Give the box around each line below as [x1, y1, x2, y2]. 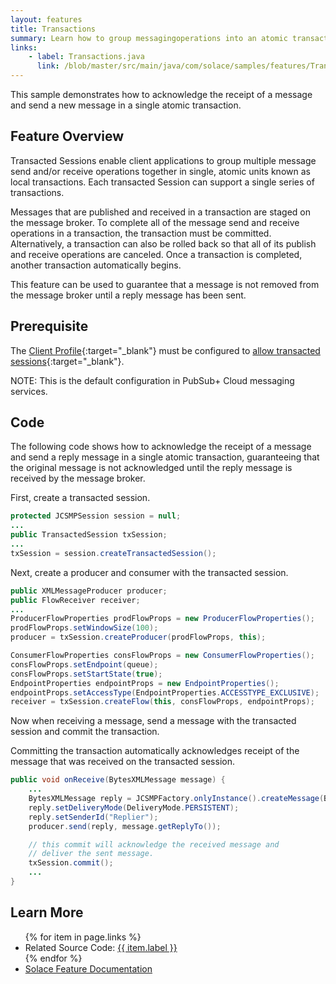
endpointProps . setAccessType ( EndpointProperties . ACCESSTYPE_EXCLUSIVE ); [10, 687, 320, 698]
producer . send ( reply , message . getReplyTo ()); [28, 821, 222, 831]
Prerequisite [10, 318, 89, 335]
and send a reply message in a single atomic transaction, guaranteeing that [10, 451, 320, 463]
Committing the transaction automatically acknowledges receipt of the [10, 745, 300, 757]
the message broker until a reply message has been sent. [10, 289, 247, 301]
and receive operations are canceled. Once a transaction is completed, [10, 248, 303, 260]
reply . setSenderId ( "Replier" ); [28, 812, 159, 822]
